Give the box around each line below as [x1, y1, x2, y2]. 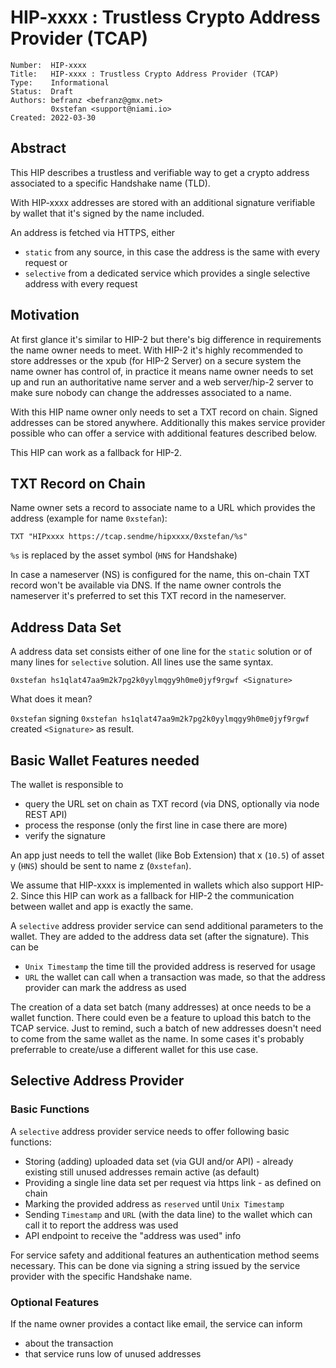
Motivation [10, 307, 80, 324]
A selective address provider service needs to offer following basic [10, 1125, 290, 1137]
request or [24, 256, 68, 268]
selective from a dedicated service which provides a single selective [24, 267, 311, 279]
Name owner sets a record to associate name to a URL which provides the [10, 502, 316, 514]
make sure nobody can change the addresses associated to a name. [10, 386, 292, 398]
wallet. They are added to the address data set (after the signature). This [10, 931, 310, 942]
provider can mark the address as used [24, 982, 187, 993]
